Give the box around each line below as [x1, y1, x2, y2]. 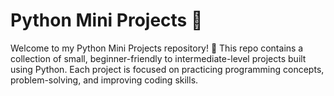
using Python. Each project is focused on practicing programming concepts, [10, 63, 325, 75]
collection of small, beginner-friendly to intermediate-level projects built [10, 52, 307, 64]
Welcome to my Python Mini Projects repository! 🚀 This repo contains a [10, 42, 304, 54]
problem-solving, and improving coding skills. [10, 74, 199, 86]
